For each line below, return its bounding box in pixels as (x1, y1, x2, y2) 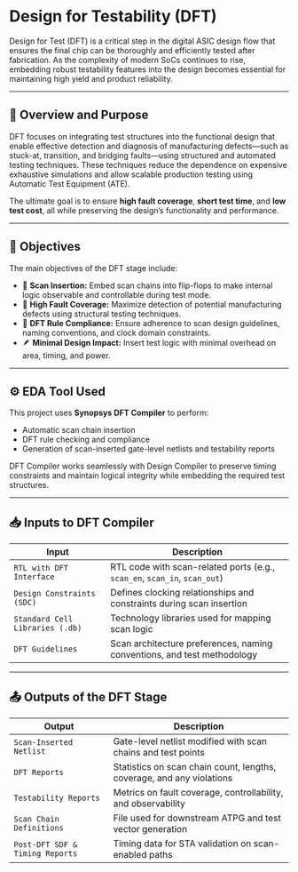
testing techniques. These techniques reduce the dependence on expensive (9, 159, 288, 170)
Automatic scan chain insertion (21, 425, 136, 436)
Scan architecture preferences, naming (110, 637, 273, 650)
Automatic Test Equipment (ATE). (9, 178, 130, 188)
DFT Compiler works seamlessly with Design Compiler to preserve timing (9, 460, 277, 472)
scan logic (110, 623, 153, 636)
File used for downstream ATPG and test (113, 812, 281, 824)
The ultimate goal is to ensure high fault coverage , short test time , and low (9, 196, 286, 206)
